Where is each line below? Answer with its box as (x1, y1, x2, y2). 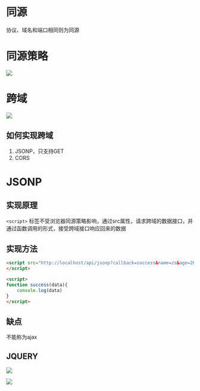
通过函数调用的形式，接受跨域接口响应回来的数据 (6, 224, 126, 232)
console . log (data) (17, 287, 62, 293)
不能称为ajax (6, 334, 37, 341)
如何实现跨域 (6, 131, 54, 141)
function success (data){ (6, 282, 68, 288)
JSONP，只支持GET (14, 147, 64, 155)
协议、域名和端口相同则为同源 (6, 26, 79, 33)
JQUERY (6, 351, 39, 361)
